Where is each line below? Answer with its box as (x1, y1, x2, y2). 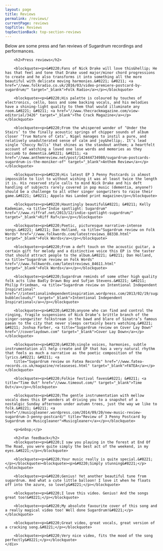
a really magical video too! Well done (5, 508, 86, 513)
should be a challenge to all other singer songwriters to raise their (5, 189, 153, 194)
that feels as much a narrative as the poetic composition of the (5, 351, 142, 355)
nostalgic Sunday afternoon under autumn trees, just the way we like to (5, 401, 158, 406)
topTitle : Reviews (5, 25, 42, 30)
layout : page (5, 7, 32, 12)
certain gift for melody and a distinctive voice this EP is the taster (5, 249, 155, 253)
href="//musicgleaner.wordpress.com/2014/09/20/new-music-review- (5, 410, 142, 415)
